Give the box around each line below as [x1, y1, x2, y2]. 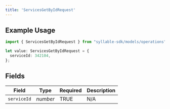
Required [59, 87, 82, 94]
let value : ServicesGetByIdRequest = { [5, 48, 90, 53]
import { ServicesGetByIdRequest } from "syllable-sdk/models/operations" [5, 39, 166, 44]
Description [87, 87, 116, 94]
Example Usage [5, 26, 56, 35]
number [36, 95, 55, 102]
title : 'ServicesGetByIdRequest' [5, 7, 76, 13]
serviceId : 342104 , [10, 53, 51, 59]
